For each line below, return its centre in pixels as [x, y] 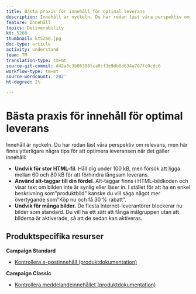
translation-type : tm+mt [36, 60]
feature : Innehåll [28, 22]
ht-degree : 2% [23, 82]
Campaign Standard [31, 250]
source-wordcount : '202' [36, 77]
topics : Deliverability [35, 28]
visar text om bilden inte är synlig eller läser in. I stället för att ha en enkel [102, 187]
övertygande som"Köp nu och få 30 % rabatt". [71, 199]
